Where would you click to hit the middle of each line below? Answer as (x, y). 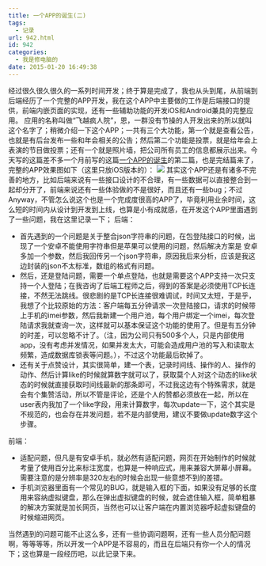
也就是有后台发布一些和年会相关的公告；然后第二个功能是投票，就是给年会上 (133, 140)
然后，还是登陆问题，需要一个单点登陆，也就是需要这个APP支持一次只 (134, 275)
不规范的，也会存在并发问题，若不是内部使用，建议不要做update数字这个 (139, 414)
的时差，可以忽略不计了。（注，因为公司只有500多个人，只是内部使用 (132, 335)
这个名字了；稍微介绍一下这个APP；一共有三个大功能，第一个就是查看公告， (133, 130)
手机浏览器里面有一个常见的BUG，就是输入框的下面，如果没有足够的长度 (138, 487)
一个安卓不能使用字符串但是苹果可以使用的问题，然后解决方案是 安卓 (146, 245)
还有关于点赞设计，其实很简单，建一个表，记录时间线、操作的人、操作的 (137, 364)
